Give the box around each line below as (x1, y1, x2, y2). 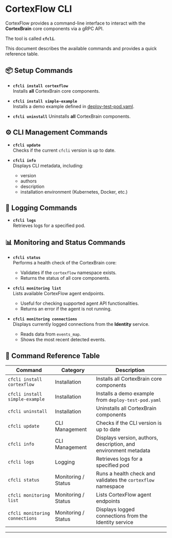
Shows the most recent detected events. (20, 337, 106, 343)
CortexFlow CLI (5, 3, 72, 15)
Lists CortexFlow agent (96, 491, 152, 498)
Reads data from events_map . (20, 331, 81, 337)
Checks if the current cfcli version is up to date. (12, 147, 116, 153)
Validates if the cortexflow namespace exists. (20, 270, 117, 276)
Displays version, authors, (96, 434, 158, 441)
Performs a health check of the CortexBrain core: (12, 260, 117, 266)
